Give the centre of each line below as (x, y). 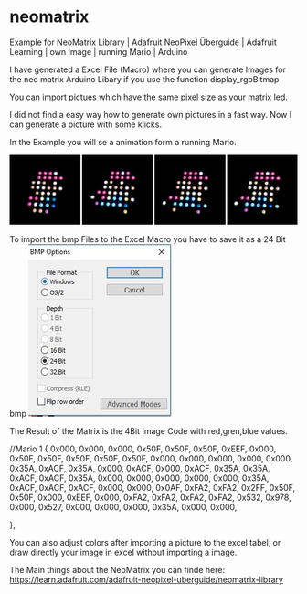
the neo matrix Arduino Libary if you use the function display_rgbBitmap (144, 79)
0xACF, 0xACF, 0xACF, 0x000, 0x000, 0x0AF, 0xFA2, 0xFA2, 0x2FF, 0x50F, (153, 488)
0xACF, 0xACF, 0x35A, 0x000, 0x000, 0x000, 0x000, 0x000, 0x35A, (139, 478)
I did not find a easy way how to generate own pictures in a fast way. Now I (151, 114)
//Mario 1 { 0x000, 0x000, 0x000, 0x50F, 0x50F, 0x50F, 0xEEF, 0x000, (143, 449)
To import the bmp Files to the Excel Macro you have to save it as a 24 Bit (148, 239)
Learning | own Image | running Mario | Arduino (99, 51)
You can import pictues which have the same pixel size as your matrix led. (148, 97)
